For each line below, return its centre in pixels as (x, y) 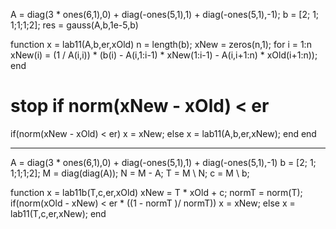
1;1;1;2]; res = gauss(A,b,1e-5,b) (74, 25)
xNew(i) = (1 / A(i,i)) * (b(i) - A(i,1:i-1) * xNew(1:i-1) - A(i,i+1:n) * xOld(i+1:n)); (164, 55)
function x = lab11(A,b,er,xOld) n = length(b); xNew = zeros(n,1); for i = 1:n (161, 44)
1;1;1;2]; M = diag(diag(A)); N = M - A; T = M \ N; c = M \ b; (130, 173)
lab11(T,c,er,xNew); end (58, 213)
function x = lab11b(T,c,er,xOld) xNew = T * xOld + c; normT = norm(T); (156, 192)
